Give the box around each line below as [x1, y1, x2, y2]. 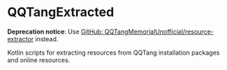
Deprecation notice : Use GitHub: [7, 27, 103, 36]
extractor [7, 34, 34, 43]
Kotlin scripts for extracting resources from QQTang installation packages [7, 48, 220, 57]
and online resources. [7, 55, 70, 64]
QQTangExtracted [7, 4, 115, 20]
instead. [34, 34, 58, 43]
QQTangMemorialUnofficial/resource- [104, 27, 214, 36]
